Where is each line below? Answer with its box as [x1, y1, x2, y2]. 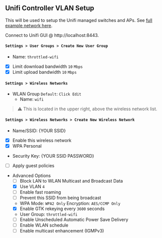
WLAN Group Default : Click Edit [12, 91, 82, 97]
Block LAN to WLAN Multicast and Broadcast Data [19, 178, 123, 184]
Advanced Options [12, 172, 51, 179]
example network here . [5, 22, 53, 28]
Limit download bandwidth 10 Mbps [12, 63, 83, 69]
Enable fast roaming [19, 189, 61, 195]
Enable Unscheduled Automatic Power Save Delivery [19, 217, 129, 223]
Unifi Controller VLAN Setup [5, 4, 95, 12]
